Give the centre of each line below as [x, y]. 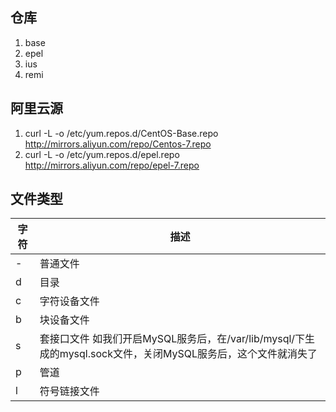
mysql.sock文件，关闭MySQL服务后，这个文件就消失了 [188, 354]
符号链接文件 [69, 391]
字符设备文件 [69, 301]
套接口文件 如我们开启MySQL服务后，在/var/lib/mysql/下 [172, 339]
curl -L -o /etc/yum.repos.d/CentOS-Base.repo [121, 133]
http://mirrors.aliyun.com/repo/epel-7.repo [112, 165]
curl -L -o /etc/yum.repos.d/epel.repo [102, 154]
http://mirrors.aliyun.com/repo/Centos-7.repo [118, 144]
